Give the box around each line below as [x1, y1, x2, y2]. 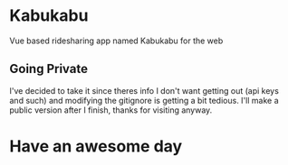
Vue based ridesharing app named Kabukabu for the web [9, 35, 224, 46]
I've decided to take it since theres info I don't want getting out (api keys [9, 85, 279, 96]
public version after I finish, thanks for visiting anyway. [9, 105, 213, 115]
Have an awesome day [9, 136, 183, 156]
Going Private [9, 61, 89, 77]
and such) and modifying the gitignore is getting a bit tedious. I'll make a [9, 95, 279, 105]
